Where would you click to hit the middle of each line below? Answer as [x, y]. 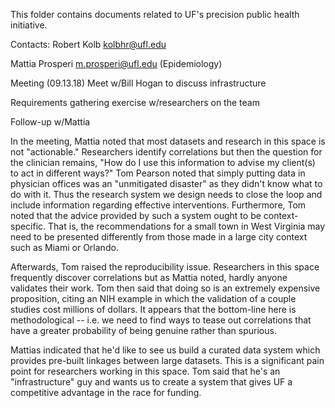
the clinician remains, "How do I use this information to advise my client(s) [163, 162]
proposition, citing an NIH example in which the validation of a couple [153, 298]
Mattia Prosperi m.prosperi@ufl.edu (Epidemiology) [116, 63]
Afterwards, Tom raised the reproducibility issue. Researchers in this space [165, 267]
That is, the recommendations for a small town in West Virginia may [187, 226]
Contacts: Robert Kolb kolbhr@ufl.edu [88, 44]
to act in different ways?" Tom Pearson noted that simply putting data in [158, 173]
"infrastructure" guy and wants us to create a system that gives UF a [151, 382]
